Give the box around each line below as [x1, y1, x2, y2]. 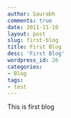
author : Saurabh [7, 10, 55, 18]
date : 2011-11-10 [7, 23, 59, 31]
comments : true [7, 17, 53, 24]
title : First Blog [7, 43, 62, 50]
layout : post [7, 30, 46, 38]
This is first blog [7, 102, 55, 111]
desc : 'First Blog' [7, 50, 65, 58]
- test [7, 83, 27, 90]
